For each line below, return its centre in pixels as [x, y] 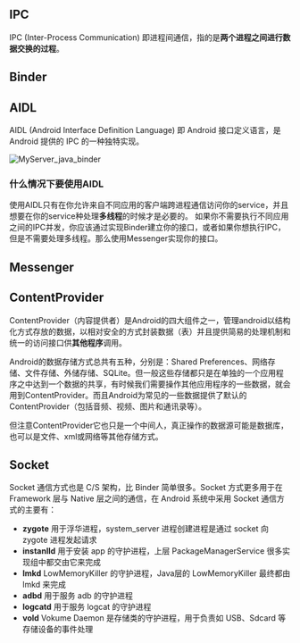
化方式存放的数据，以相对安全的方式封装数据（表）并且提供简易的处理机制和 [150, 331]
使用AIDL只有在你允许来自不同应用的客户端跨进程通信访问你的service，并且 [149, 205]
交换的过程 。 [40, 48]
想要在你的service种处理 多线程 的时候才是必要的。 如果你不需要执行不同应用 [149, 216]
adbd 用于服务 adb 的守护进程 [78, 596]
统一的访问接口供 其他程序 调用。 [66, 342]
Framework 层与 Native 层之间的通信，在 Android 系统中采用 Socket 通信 [143, 498]
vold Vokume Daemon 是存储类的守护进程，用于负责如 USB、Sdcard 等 [154, 618]
